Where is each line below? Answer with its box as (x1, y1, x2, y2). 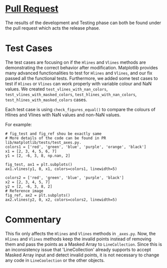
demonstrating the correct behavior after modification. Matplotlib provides (5, 64, 158, 70)
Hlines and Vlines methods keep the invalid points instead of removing (5, 236, 151, 242)
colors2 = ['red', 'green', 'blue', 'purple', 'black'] (5, 175, 124, 180)
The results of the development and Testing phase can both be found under (5, 20, 161, 26)
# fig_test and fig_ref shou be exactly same (5, 131, 101, 136)
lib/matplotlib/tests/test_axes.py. (5, 140, 81, 145)
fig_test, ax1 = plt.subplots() (5, 162, 72, 167)
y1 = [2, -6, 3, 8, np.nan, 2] (5, 153, 70, 158)
